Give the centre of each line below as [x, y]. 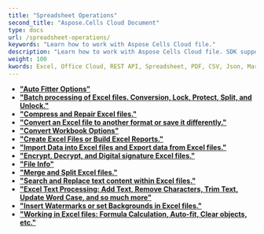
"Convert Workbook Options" [69, 130]
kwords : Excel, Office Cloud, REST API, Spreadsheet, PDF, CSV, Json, [126, 67]
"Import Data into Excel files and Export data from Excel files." [123, 147]
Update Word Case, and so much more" [85, 197]
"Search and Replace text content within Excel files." [108, 181]
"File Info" [37, 164]
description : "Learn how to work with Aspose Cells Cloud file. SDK [123, 52]
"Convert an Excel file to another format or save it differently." [123, 122]
